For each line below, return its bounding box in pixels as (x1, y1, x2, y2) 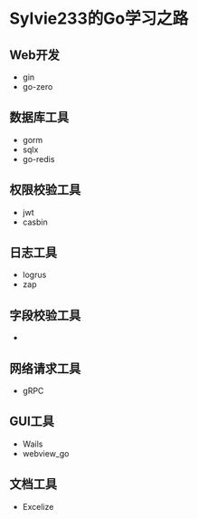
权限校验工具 (9, 182, 81, 197)
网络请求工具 (9, 360, 81, 376)
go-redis (22, 153, 55, 164)
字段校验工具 (9, 307, 81, 322)
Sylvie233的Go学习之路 (9, 8, 189, 29)
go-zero (22, 82, 53, 91)
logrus (22, 269, 47, 281)
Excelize (22, 501, 54, 512)
